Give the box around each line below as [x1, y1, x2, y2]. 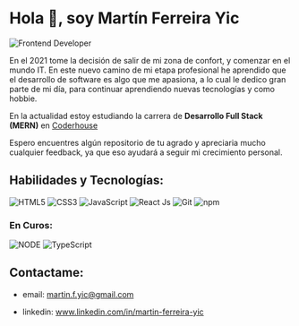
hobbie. [9, 93, 38, 104]
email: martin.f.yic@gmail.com [21, 288, 134, 299]
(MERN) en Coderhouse [9, 120, 98, 131]
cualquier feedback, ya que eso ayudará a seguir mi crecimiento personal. [9, 147, 283, 158]
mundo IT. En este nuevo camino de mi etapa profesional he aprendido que [9, 64, 286, 75]
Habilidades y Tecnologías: [9, 173, 164, 188]
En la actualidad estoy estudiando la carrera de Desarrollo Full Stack [9, 110, 263, 121]
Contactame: [9, 265, 84, 280]
